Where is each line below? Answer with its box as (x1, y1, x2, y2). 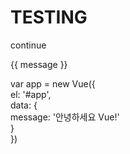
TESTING (10, 6, 88, 29)
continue (10, 39, 47, 51)
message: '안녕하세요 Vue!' (10, 111, 120, 123)
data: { (10, 99, 38, 111)
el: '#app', (10, 88, 52, 100)
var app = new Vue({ (10, 77, 96, 90)
